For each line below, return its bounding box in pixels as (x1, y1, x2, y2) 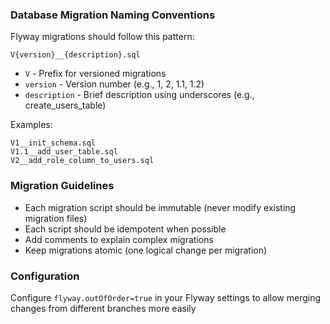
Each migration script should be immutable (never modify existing (24, 201, 297, 213)
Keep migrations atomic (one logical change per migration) (24, 244, 268, 256)
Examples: (10, 119, 53, 131)
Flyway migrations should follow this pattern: (10, 31, 195, 43)
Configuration (10, 269, 80, 283)
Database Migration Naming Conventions (10, 8, 216, 22)
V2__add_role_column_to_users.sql (10, 156, 155, 166)
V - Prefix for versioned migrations (24, 68, 167, 80)
